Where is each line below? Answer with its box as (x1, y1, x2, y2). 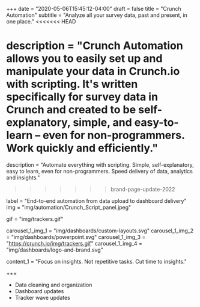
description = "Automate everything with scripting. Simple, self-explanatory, (6, 161, 194, 168)
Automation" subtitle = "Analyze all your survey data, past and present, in (6, 11, 187, 19)
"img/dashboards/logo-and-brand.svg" (6, 246, 103, 253)
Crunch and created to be (6, 103, 136, 117)
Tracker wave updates (14, 294, 70, 301)
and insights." (6, 174, 40, 181)
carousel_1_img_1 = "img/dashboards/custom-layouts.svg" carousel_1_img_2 (6, 227, 194, 234)
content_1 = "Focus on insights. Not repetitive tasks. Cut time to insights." (6, 258, 187, 265)
